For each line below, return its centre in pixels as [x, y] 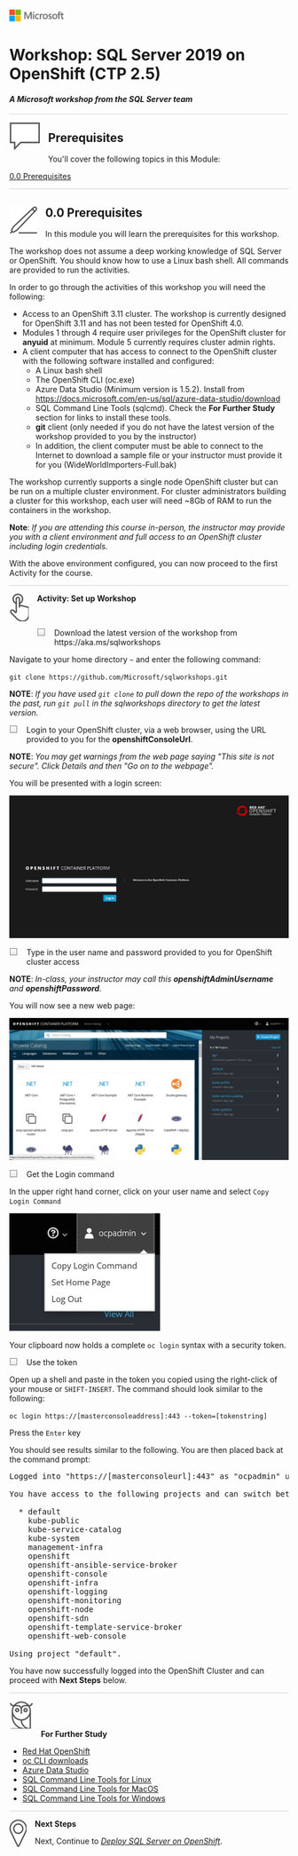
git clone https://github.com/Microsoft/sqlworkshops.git [118, 678]
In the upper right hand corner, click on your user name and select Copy [139, 1191]
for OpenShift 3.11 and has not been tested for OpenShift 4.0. [133, 323]
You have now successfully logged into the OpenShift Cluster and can [137, 1670]
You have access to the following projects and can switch [141, 1494]
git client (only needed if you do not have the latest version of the [155, 427]
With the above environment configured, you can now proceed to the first [144, 564]
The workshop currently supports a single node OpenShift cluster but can [144, 482]
